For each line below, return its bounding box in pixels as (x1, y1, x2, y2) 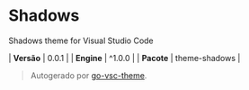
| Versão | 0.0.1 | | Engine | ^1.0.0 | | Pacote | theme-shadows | (8, 52, 241, 63)
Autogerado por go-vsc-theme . (30, 69, 147, 81)
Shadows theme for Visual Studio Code (8, 35, 154, 46)
